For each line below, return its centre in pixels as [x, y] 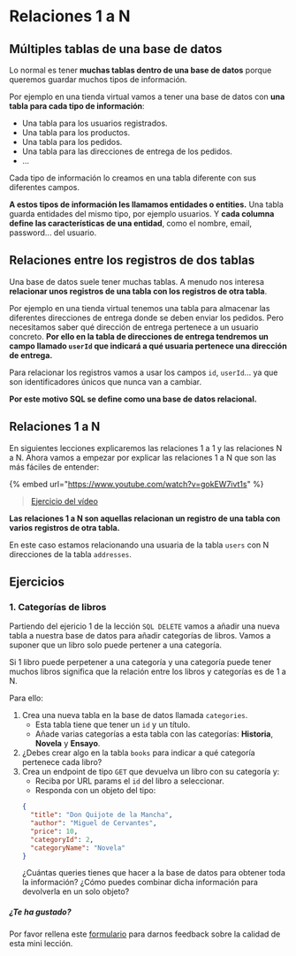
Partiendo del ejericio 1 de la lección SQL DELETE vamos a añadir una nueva [144, 626]
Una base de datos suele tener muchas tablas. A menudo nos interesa [137, 281]
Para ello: [27, 698]
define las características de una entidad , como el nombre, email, [131, 223]
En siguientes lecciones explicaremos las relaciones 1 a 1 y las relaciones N [146, 447]
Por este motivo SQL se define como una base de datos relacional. [133, 399]
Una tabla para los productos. [76, 133]
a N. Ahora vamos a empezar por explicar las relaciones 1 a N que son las [143, 457]
